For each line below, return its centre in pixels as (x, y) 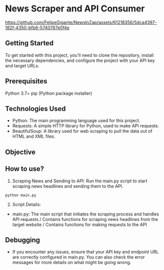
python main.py (21, 195)
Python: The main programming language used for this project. (76, 121)
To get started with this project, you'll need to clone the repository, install (80, 55)
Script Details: (26, 204)
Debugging (23, 240)
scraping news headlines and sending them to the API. (68, 186)
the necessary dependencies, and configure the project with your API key (80, 60)
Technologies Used (35, 109)
